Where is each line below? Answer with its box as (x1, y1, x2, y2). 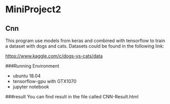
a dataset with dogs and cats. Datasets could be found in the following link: (5, 43, 164, 49)
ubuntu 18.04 (12, 73, 41, 79)
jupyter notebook (12, 84, 49, 90)
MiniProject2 (5, 4, 62, 15)
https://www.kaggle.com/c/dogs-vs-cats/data (5, 53, 103, 59)
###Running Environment (5, 63, 60, 69)
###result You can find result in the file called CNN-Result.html (5, 94, 139, 99)
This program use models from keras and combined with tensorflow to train (5, 37, 165, 44)
